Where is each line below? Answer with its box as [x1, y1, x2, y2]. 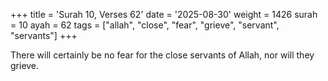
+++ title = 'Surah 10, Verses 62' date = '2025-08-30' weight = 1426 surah [10, 9, 318, 20]
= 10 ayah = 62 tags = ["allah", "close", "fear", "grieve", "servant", [10, 19, 280, 31]
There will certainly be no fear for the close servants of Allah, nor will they [10, 49, 315, 61]
